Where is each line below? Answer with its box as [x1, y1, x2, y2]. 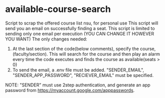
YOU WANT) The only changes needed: [5, 36, 88, 42]
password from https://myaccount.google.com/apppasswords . [5, 87, 135, 93]
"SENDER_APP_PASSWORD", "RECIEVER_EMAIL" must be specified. [12, 72, 154, 78]
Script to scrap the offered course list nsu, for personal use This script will [5, 20, 158, 26]
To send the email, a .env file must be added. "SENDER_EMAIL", [12, 66, 144, 73]
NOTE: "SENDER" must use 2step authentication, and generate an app [5, 81, 150, 88]
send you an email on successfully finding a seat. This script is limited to [5, 25, 155, 31]
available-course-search [5, 3, 111, 15]
